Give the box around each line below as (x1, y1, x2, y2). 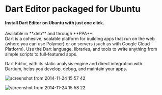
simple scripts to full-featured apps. (5, 51, 78, 57)
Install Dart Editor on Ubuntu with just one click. (5, 19, 105, 25)
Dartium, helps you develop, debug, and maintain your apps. (5, 66, 128, 72)
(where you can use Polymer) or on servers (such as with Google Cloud (5, 41, 150, 47)
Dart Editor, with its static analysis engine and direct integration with (5, 61, 142, 67)
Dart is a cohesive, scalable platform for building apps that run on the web (5, 36, 155, 42)
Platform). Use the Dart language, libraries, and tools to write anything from (5, 46, 158, 52)
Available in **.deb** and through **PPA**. (5, 31, 94, 37)
